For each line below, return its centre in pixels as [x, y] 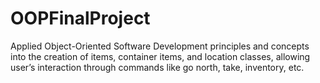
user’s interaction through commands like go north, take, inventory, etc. [157, 67]
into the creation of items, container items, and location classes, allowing [160, 56]
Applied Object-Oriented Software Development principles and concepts [160, 46]
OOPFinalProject [80, 18]
